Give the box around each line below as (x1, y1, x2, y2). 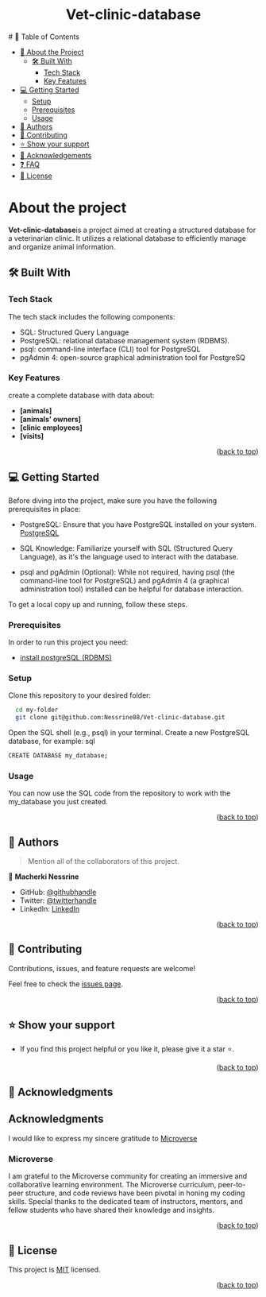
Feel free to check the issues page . (8, 979, 123, 989)
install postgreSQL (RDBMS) (19, 652, 113, 662)
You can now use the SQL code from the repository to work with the (8, 788, 231, 798)
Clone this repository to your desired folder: (8, 691, 152, 700)
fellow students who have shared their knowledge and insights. (8, 1206, 215, 1215)
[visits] (19, 431, 44, 440)
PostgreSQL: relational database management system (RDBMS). (19, 335, 230, 345)
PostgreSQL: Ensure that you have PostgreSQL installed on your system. (19, 519, 256, 529)
